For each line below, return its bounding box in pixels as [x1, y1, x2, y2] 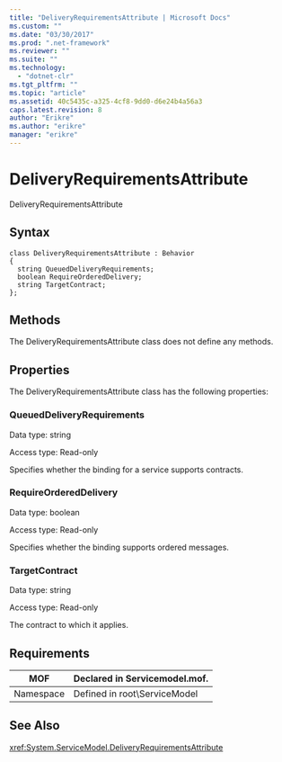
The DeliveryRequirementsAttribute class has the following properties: [9, 386, 269, 397]
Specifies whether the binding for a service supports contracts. [9, 464, 244, 475]
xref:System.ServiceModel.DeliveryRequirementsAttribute [9, 741, 224, 752]
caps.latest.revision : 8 [9, 105, 102, 114]
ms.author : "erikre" [9, 122, 87, 131]
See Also [9, 718, 60, 733]
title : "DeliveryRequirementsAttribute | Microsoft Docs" [9, 13, 231, 22]
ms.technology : [9, 64, 66, 73]
